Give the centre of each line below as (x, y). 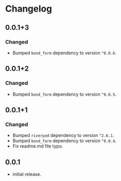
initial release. (27, 174)
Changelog (29, 9)
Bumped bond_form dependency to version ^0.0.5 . (64, 94)
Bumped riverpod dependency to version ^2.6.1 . (63, 135)
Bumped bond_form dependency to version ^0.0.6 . (64, 53)
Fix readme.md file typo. (38, 146)
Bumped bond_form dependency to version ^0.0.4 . (64, 141)
